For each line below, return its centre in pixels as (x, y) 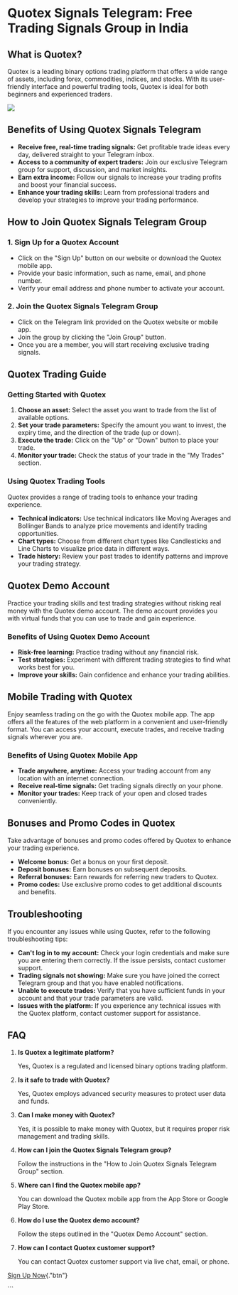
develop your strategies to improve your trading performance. (108, 200)
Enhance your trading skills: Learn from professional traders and (113, 192)
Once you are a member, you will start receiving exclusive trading (113, 344)
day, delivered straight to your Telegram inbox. (86, 154)
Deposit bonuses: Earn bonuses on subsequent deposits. (102, 869)
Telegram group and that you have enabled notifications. (101, 983)
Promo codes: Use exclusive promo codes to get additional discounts (120, 884)
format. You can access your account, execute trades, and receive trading (116, 729)
